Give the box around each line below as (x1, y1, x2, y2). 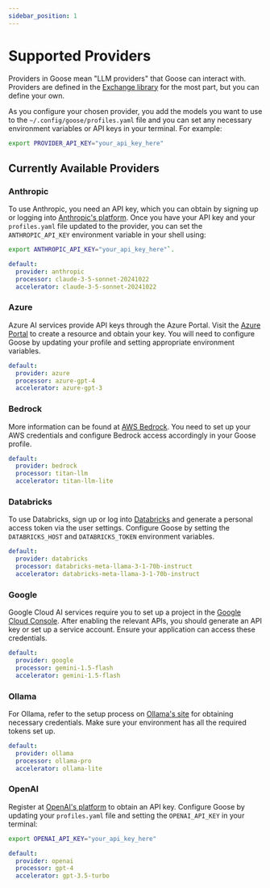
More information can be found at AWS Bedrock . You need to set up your (8, 421, 251, 431)
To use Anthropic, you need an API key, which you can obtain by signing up (8, 204, 259, 214)
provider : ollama (15, 749, 74, 757)
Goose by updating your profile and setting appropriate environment (8, 337, 235, 347)
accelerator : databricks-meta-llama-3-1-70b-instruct (15, 570, 200, 578)
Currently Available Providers (8, 161, 160, 175)
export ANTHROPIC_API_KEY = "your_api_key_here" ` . (8, 246, 175, 254)
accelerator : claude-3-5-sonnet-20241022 (15, 282, 157, 291)
